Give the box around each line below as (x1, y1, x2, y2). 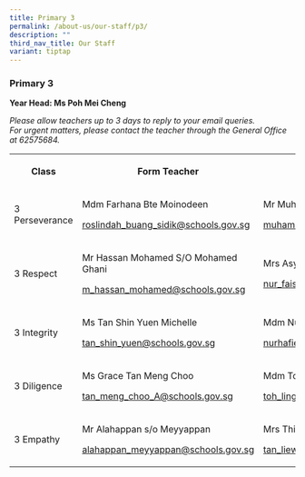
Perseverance (14, 214, 74, 227)
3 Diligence (14, 380, 63, 393)
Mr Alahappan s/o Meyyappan (81, 423, 212, 436)
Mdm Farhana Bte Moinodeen (81, 198, 209, 211)
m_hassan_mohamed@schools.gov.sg (81, 283, 246, 296)
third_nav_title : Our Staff (9, 38, 116, 48)
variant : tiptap (9, 47, 71, 56)
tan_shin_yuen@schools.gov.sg (81, 337, 216, 350)
